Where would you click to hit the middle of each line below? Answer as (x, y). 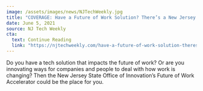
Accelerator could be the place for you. (55, 81)
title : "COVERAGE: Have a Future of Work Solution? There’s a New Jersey (101, 17)
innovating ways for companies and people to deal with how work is (91, 69)
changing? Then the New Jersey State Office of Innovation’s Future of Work (100, 75)
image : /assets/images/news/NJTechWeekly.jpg (64, 12)
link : (19, 46)
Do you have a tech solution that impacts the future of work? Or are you (95, 62)
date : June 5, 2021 (31, 23)
